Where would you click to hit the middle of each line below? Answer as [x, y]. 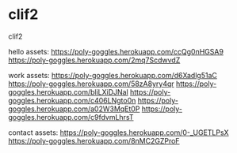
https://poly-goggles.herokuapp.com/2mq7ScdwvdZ [94, 60]
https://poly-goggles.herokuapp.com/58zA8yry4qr [91, 84]
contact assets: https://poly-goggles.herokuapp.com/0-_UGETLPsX [118, 132]
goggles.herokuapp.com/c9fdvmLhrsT [71, 117]
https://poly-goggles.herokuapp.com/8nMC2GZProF [94, 140]
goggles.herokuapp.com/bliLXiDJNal [68, 91]
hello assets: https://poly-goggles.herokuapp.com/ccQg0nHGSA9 [116, 51]
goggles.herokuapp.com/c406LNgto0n [72, 100]
